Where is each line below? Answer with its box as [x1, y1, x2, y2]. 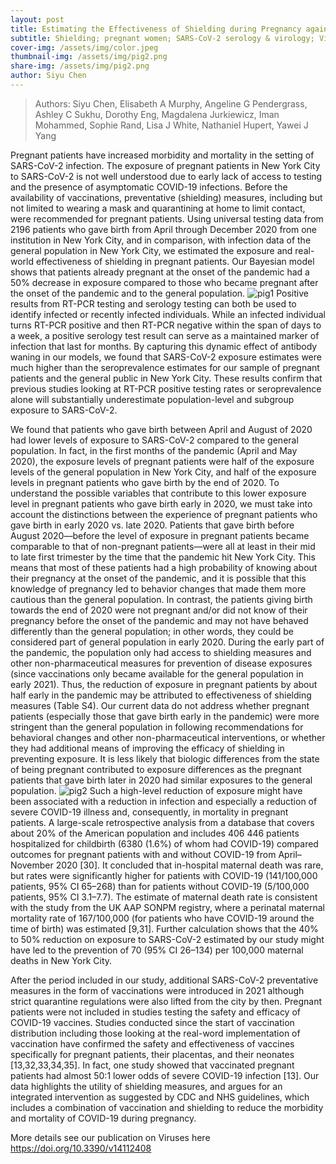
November [10, 859, 54, 871]
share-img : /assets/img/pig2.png [10, 61, 150, 71]
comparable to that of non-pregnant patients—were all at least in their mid [10, 540, 316, 552]
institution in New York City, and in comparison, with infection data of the [10, 234, 312, 246]
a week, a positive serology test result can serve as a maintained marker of [10, 329, 320, 341]
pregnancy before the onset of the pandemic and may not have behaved [10, 614, 309, 626]
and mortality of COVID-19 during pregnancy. [10, 1112, 197, 1124]
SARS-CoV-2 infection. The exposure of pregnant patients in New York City [10, 159, 321, 171]
